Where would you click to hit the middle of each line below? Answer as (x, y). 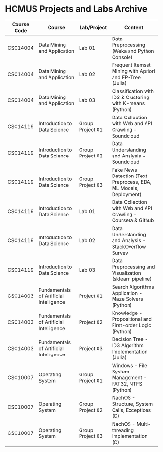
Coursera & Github (133, 220)
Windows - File (129, 365)
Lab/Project (93, 27)
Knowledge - (127, 313)
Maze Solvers (127, 299)
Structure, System (132, 404)
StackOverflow (129, 246)
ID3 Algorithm (128, 345)
